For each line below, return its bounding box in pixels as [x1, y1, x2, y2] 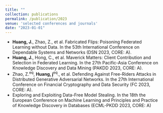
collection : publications [5, 12, 58, 17]
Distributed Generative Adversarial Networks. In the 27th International [12, 76, 154, 82]
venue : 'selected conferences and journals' [5, 21, 98, 26]
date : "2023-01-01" [5, 26, 45, 30]
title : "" [5, 7, 26, 12]
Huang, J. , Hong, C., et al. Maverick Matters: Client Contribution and [12, 55, 151, 60]
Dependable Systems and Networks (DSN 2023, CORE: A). [12, 50, 132, 56]
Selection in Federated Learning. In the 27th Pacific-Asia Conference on [12, 60, 159, 66]
